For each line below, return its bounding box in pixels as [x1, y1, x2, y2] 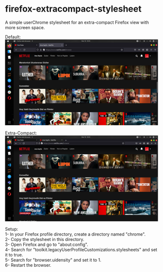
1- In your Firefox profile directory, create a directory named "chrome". [5, 231, 146, 237]
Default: [5, 34, 21, 40]
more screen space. [5, 24, 45, 30]
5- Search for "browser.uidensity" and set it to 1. [5, 257, 101, 263]
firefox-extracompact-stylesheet [5, 3, 142, 15]
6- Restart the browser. [5, 262, 52, 268]
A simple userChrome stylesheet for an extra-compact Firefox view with [5, 19, 149, 25]
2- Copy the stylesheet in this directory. [5, 236, 84, 242]
